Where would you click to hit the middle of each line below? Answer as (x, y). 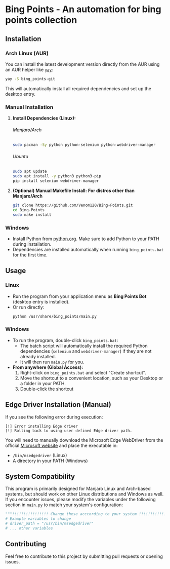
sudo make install (32, 215)
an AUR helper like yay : (29, 69)
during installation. (32, 244)
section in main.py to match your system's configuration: (64, 505)
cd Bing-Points (29, 210)
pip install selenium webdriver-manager (56, 181)
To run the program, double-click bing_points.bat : (65, 340)
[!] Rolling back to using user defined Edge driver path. (69, 431)
